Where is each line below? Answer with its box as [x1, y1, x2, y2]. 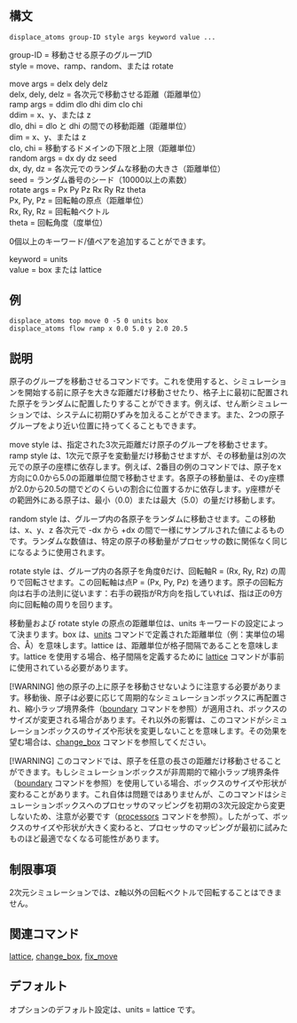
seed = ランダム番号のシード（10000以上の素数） [9, 174, 192, 185]
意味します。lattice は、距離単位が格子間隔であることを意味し [45, 640, 272, 651]
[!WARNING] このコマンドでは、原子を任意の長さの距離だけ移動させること [9, 756, 282, 766]
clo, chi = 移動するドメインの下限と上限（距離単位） [9, 142, 201, 153]
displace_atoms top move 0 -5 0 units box [9, 317, 168, 326]
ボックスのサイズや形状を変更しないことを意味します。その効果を [47, 726, 288, 736]
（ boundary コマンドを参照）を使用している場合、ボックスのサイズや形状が [9, 778, 286, 789]
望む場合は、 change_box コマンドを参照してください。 [9, 737, 211, 748]
